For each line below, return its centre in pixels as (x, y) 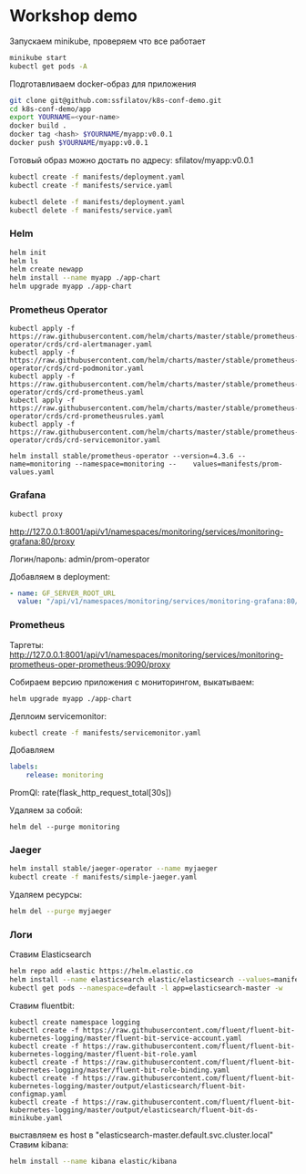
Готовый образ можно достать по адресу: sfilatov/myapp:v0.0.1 (132, 160)
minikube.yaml (36, 1117)
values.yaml (32, 472)
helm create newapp (46, 270)
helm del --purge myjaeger (61, 911)
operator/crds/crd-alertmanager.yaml (81, 345)
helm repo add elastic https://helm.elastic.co (102, 972)
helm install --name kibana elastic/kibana (93, 1161)
